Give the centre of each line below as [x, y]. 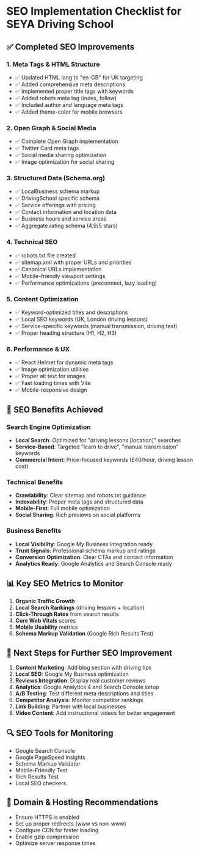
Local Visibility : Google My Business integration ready [84, 544]
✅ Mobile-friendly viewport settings [60, 276]
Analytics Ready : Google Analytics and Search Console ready [93, 563]
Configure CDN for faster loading [57, 830]
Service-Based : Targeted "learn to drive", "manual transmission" [97, 447]
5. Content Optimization [42, 299]
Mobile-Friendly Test [41, 771]
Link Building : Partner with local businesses [71, 706]
